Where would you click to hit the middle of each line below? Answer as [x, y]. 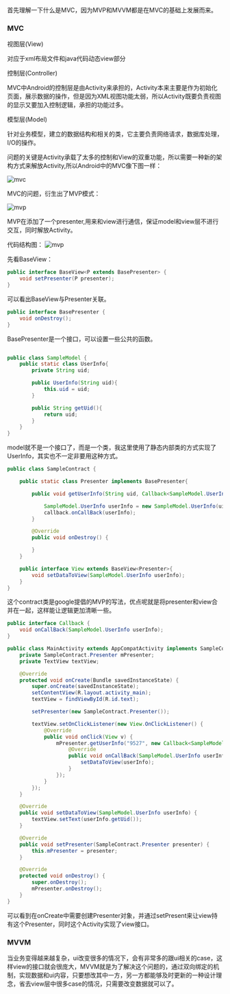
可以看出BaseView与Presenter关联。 [59, 299]
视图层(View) [25, 44]
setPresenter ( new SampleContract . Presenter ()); [101, 712]
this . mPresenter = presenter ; [75, 851]
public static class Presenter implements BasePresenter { [104, 482]
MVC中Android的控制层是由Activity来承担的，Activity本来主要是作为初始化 [112, 88]
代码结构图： [25, 245]
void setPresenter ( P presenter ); [67, 279]
